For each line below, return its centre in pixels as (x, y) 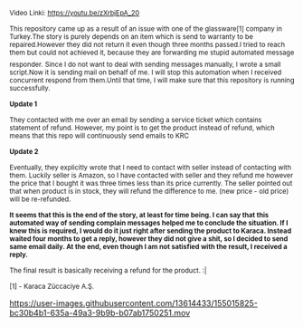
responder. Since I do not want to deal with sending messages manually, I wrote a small (145, 64)
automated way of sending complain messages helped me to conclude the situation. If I (149, 223)
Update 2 (24, 151)
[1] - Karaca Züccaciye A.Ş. (52, 286)
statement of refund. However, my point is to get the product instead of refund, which (142, 128)
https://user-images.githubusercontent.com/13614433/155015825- (133, 303)
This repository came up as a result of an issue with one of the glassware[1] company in (146, 29)
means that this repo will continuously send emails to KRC (99, 136)
